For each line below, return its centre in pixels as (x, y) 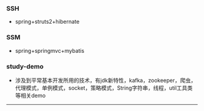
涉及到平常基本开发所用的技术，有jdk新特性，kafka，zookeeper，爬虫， (105, 80)
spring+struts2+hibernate (47, 22)
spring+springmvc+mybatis (50, 50)
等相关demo (30, 95)
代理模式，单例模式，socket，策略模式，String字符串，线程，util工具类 (104, 88)
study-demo (25, 66)
